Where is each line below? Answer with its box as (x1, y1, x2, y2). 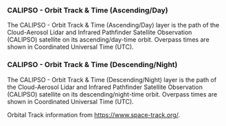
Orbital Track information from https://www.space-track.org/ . (7, 110, 181, 118)
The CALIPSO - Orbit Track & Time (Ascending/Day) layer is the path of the (7, 21, 220, 29)
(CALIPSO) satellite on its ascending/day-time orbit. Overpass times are (7, 36, 210, 44)
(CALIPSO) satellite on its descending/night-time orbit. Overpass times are (7, 90, 218, 98)
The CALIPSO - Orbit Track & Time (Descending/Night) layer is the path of (7, 75, 217, 84)
